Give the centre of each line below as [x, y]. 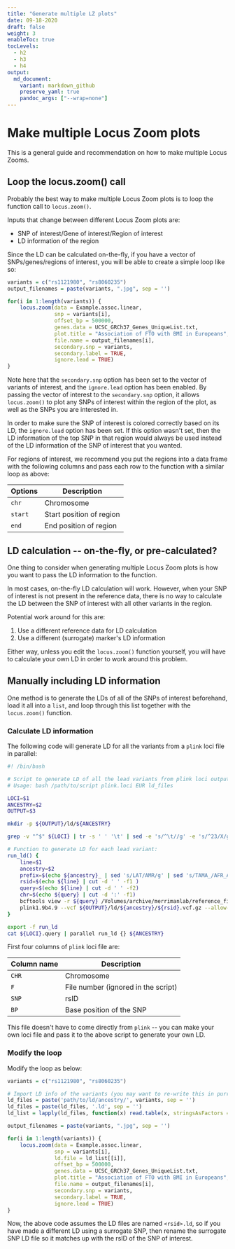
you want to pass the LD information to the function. [82, 574]
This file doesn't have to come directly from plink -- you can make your [111, 1028]
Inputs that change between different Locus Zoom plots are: [94, 220]
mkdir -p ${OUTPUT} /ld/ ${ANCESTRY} [59, 824]
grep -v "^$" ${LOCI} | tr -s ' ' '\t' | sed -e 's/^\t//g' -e [101, 837]
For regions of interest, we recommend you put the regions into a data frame [117, 459]
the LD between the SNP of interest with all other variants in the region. [110, 603]
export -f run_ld [33, 927]
